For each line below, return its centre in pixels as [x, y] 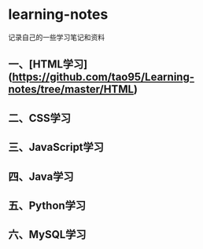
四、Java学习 [41, 176]
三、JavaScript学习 [56, 147]
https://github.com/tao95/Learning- [103, 77]
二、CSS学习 [40, 118]
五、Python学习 [47, 205]
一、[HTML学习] [48, 64]
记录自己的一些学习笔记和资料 [56, 37]
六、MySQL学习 [47, 234]
